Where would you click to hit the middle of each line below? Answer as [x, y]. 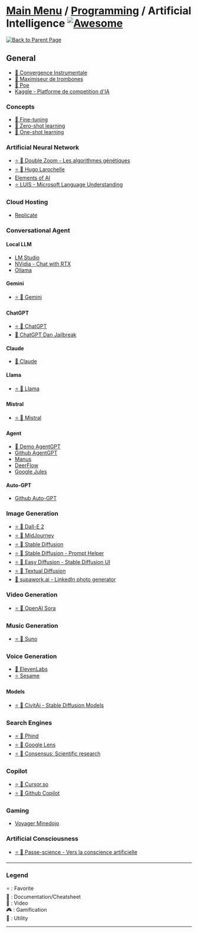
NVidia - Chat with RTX [43, 263]
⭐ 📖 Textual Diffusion [40, 571]
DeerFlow [26, 465]
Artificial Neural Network [43, 147]
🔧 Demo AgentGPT [37, 446]
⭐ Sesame [27, 676]
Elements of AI [32, 178]
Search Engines [29, 723]
